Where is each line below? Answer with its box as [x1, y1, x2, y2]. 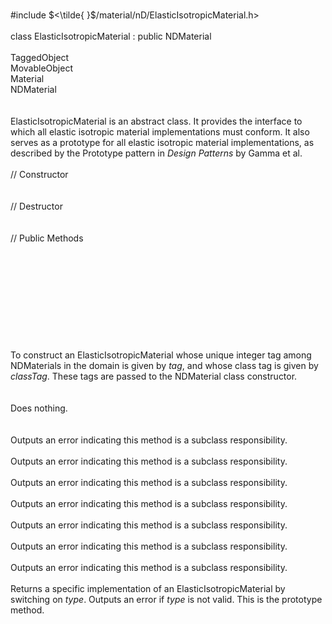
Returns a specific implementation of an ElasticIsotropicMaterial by [10, 583, 286, 594]
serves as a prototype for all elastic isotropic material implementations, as [10, 137, 315, 148]
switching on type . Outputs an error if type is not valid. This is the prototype [10, 594, 323, 605]
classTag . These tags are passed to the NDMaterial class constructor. [10, 370, 298, 382]
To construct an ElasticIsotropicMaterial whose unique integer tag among [10, 349, 312, 361]
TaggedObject [10, 52, 70, 63]
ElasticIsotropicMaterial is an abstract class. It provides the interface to [10, 115, 303, 127]
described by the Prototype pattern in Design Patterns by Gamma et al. [10, 147, 303, 159]
